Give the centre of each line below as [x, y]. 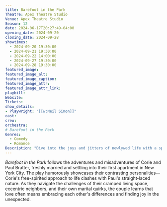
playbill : [15, 93]
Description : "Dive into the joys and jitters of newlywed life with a [81, 148]
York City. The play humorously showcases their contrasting [67, 173]
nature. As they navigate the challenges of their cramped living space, [77, 183]
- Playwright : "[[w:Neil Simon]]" [41, 111]
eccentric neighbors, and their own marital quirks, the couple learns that [79, 189]
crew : [11, 120]
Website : [14, 97]
